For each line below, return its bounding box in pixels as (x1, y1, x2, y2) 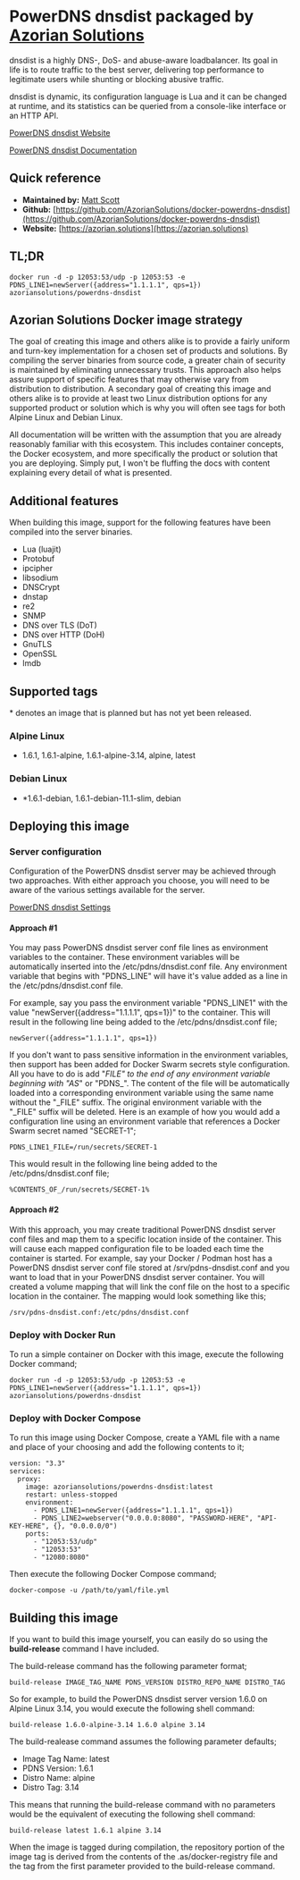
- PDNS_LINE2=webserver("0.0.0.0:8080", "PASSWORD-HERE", (32, 1513, 254, 1523)
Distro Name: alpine (21, 1773, 96, 1783)
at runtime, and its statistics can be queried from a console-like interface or (9, 100, 287, 111)
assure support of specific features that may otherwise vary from (9, 374, 250, 385)
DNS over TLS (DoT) (21, 620, 97, 631)
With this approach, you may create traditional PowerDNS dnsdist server (9, 1224, 277, 1235)
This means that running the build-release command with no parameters (9, 1800, 276, 1810)
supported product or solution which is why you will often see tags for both (9, 402, 286, 413)
